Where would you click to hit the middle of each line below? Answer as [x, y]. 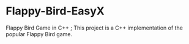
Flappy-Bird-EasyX [55, 11]
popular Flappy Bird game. [39, 34]
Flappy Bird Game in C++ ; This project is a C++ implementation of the [94, 28]
